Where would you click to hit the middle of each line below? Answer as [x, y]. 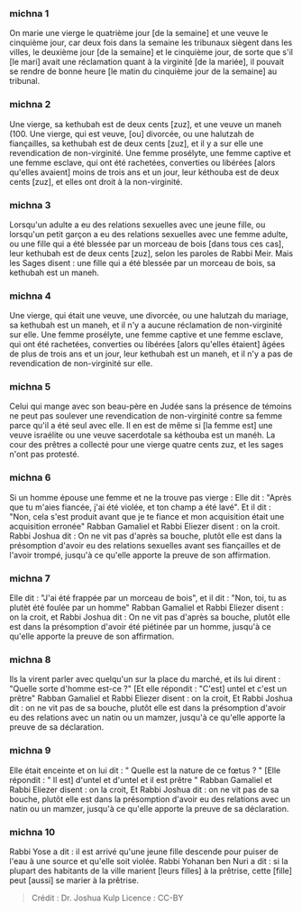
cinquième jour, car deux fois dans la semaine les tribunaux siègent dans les [151, 42]
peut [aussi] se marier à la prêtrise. [74, 880]
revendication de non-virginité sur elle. [81, 364]
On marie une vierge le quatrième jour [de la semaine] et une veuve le [139, 33]
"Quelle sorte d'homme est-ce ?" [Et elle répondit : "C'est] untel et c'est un [148, 689]
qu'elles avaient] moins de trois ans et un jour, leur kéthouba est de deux [144, 172]
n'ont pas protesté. [44, 455]
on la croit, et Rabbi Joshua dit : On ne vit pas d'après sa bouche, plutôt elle [150, 617]
